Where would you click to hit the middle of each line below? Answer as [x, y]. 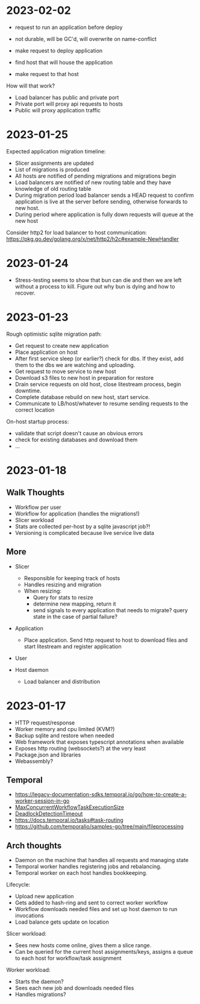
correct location [35, 410]
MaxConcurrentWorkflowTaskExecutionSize [70, 807]
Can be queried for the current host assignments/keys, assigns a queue [104, 952]
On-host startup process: [38, 421]
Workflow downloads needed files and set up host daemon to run [96, 909]
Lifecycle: [18, 884]
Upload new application [44, 897]
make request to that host [47, 74]
